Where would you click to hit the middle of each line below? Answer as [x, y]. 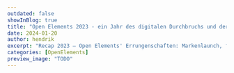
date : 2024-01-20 [32, 33]
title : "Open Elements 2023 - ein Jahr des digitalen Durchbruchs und [112, 26]
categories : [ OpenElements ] [48, 53]
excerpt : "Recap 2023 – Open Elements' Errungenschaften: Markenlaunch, [115, 46]
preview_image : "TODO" [40, 59]
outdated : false [31, 14]
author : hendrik [31, 40]
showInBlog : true [32, 20]
